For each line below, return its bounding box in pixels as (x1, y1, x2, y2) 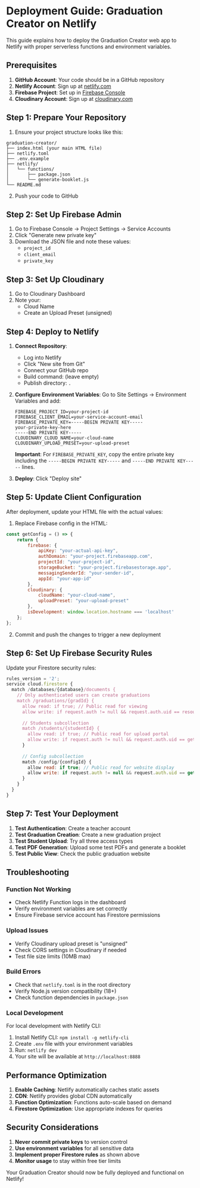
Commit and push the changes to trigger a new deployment (14, 631, 161, 638)
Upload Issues (6, 926, 49, 935)
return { (17, 536, 39, 543)
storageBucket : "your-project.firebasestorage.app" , (37, 564, 171, 571)
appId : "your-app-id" (37, 575, 92, 582)
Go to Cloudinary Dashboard (14, 290, 85, 297)
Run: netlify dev (14, 1046, 58, 1054)
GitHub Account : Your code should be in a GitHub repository (14, 76, 165, 83)
